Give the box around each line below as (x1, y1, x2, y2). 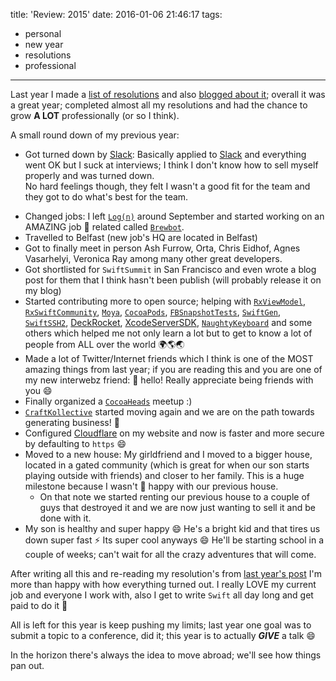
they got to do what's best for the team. (24, 191, 189, 203)
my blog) (24, 285, 62, 296)
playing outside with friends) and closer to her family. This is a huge (24, 470, 305, 481)
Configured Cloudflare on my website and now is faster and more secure (24, 427, 325, 439)
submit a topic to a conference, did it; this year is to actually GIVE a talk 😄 (10, 630, 316, 641)
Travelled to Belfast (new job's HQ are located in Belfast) (24, 232, 258, 243)
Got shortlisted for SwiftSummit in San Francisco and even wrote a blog (24, 264, 317, 275)
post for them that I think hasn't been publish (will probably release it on (24, 274, 322, 286)
